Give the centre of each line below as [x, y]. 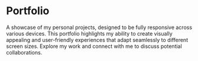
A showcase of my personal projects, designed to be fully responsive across [99, 27]
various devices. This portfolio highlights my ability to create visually [89, 33]
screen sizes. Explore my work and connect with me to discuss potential [94, 46]
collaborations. [24, 52]
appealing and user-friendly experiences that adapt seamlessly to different [97, 40]
